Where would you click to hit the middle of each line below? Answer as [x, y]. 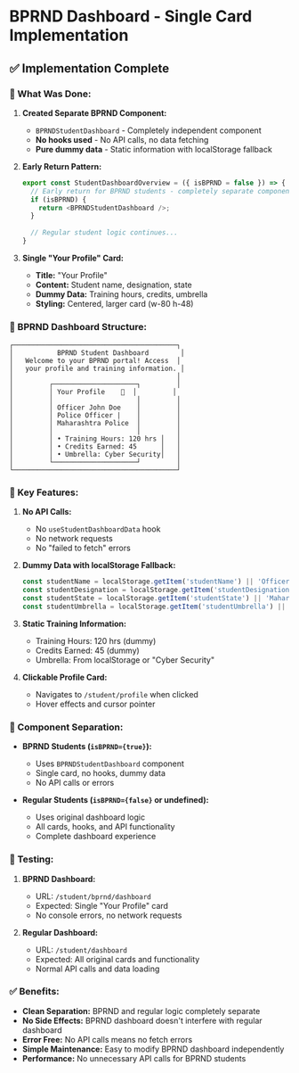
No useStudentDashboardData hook [98, 529]
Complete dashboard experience [96, 837]
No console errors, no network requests [109, 915]
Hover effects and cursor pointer [95, 704]
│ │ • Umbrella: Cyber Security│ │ [95, 455]
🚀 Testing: [32, 860]
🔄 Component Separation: [66, 727]
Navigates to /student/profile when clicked [117, 694]
